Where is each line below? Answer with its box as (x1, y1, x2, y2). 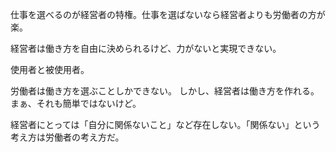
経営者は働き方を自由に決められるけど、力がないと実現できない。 (10, 43, 282, 54)
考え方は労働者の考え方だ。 (10, 131, 125, 143)
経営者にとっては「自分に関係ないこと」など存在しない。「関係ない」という (10, 119, 321, 130)
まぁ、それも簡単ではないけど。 (10, 98, 142, 109)
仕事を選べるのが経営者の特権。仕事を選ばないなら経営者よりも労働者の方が (10, 9, 326, 20)
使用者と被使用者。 (10, 64, 90, 75)
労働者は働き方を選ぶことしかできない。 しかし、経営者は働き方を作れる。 (10, 85, 320, 97)
